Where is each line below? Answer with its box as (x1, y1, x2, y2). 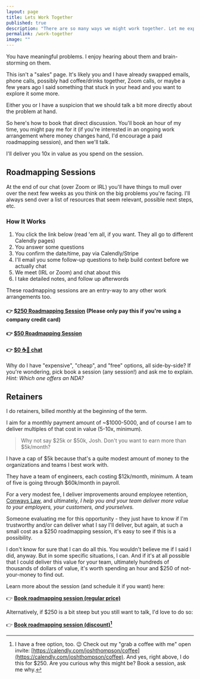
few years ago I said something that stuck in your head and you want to (6, 84, 182, 90)
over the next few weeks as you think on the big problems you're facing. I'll (6, 189, 190, 197)
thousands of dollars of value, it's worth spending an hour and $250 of (6, 565, 180, 572)
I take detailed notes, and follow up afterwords (14, 276, 129, 283)
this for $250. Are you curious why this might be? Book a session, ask (14, 659, 186, 666)
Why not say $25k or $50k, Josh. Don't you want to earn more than (20, 437, 186, 444)
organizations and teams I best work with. (6, 461, 109, 469)
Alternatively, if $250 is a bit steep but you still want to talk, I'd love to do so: (6, 608, 193, 616)
